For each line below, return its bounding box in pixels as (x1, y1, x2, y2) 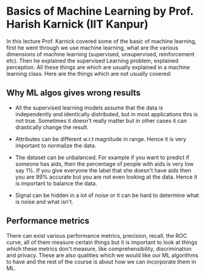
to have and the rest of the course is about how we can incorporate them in (6, 258, 196, 265)
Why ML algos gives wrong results (6, 87, 141, 98)
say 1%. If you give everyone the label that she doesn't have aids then (15, 166, 192, 174)
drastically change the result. (15, 124, 89, 131)
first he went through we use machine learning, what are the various (6, 44, 179, 51)
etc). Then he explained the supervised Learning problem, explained (6, 57, 179, 64)
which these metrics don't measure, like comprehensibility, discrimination (6, 245, 192, 252)
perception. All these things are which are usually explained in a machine (6, 63, 190, 71)
